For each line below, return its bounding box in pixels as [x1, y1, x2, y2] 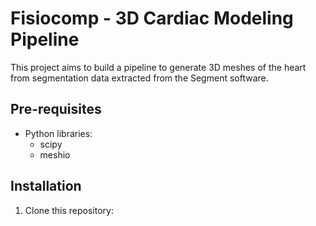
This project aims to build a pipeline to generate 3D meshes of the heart [10, 61, 307, 73]
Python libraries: [24, 127, 93, 139]
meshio [39, 148, 71, 161]
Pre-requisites [10, 101, 102, 118]
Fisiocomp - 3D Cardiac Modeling [10, 7, 294, 30]
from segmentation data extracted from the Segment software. [10, 72, 269, 84]
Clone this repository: [24, 204, 114, 216]
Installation [10, 178, 82, 195]
